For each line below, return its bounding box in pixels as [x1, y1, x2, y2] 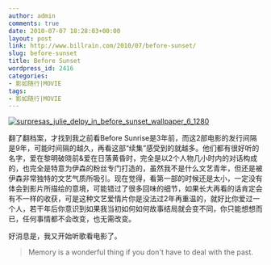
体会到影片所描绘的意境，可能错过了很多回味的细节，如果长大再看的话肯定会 [8, 183, 263, 194]
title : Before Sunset [8, 57, 81, 65]
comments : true [8, 19, 60, 27]
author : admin [8, 11, 56, 20]
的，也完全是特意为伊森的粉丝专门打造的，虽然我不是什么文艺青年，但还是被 [8, 163, 263, 174]
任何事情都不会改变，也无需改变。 [22, 214, 135, 224]
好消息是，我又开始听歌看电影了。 [8, 231, 122, 241]
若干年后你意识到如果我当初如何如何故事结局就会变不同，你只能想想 [29, 204, 256, 214]
